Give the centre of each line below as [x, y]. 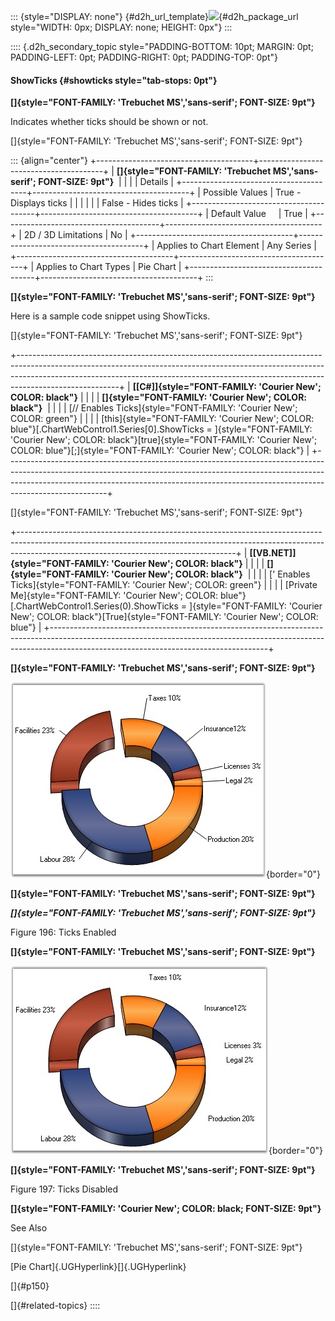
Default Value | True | [259, 214]
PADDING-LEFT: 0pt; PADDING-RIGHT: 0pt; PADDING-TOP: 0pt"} [144, 57]
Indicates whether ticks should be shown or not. [109, 122]
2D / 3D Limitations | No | [75, 235]
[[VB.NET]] [273, 553]
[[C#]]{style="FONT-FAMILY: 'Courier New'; [227, 387]
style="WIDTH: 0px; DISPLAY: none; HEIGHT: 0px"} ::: [121, 27]
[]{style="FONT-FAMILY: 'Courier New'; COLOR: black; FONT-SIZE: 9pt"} [166, 1209]
